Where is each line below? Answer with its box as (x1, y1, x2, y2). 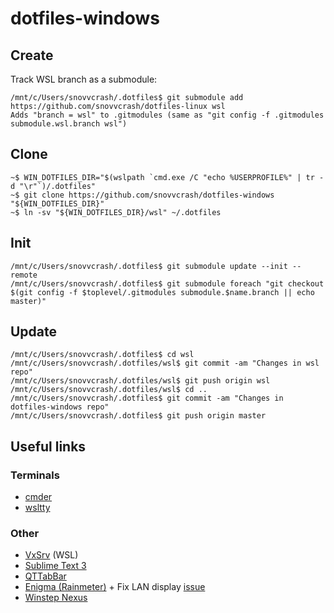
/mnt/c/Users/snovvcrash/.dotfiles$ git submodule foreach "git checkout (10, 278, 325, 289)
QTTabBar (24, 570, 67, 582)
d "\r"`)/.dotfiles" (10, 181, 97, 191)
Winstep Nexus (24, 592, 88, 604)
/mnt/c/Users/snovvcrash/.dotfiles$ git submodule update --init (10, 261, 288, 271)
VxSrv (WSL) (24, 549, 79, 561)
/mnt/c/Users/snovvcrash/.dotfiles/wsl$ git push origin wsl (10, 376, 271, 386)
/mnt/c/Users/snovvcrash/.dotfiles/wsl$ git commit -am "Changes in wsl (10, 358, 320, 369)
